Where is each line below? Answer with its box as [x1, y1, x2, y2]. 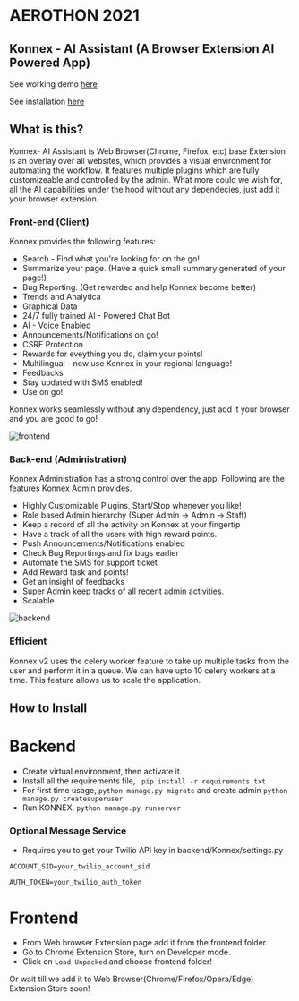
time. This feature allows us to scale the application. [9, 674, 201, 685]
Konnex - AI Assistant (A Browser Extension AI [9, 41, 275, 56]
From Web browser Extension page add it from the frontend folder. [21, 937, 269, 948]
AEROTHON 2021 [9, 5, 141, 26]
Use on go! [21, 387, 64, 398]
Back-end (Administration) [9, 453, 128, 466]
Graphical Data [21, 301, 78, 312]
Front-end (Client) [9, 216, 90, 228]
